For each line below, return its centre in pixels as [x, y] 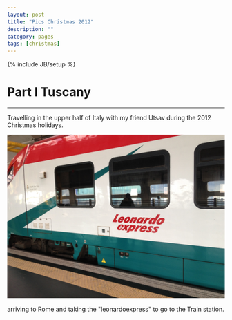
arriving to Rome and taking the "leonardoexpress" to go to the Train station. [116, 309]
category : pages [30, 37]
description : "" [30, 29]
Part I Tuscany [49, 92]
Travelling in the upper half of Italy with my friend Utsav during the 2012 [109, 118]
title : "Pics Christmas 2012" [51, 22]
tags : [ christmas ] [33, 44]
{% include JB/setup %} [41, 64]
